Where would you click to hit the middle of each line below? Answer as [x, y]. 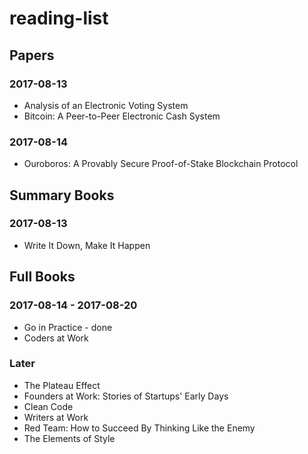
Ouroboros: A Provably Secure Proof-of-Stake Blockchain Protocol [161, 164]
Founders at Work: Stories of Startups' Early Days [126, 396]
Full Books [42, 277]
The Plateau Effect [62, 385]
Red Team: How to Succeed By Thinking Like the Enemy [139, 428]
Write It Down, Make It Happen [87, 245]
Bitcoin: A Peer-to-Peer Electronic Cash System [122, 116]
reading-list [59, 18]
